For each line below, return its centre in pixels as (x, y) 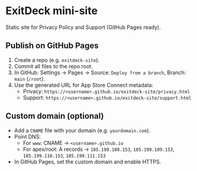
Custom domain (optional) (55, 116)
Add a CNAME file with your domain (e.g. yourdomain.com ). (82, 130)
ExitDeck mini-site (52, 11)
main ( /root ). (30, 78)
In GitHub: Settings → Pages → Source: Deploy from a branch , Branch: (100, 73)
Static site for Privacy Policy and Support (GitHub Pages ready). (83, 27)
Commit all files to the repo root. (53, 66)
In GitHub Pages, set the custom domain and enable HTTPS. (88, 162)
